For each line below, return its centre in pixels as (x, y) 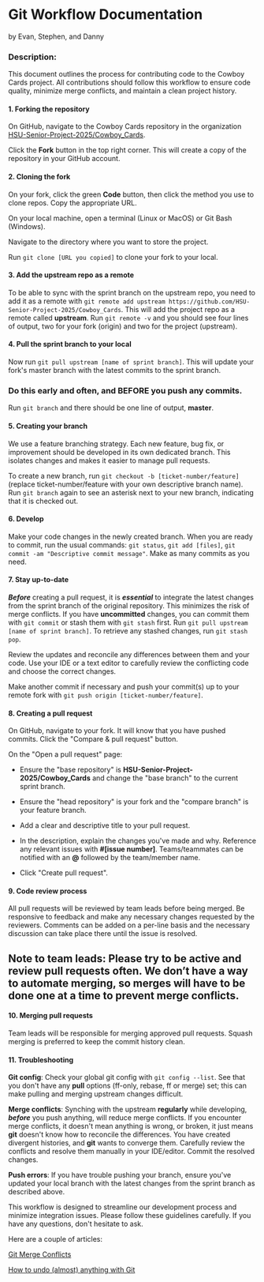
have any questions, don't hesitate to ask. (76, 1224)
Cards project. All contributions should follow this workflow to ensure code (129, 83)
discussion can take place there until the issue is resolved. (103, 934)
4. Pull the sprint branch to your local (70, 344)
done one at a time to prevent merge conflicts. (124, 996)
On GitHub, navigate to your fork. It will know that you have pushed (117, 731)
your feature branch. (53, 810)
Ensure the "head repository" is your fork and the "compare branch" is (134, 802)
